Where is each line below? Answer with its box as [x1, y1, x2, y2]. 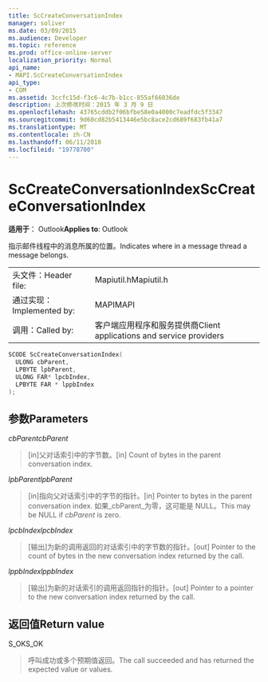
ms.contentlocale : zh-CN [8, 130, 91, 138]
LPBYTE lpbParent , [15, 365, 77, 374]
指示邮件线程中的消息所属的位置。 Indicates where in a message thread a [8, 241, 247, 251]
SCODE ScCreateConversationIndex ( [8, 351, 124, 359]
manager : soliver [8, 19, 66, 27]
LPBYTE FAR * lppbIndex [15, 381, 94, 389]
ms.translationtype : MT [8, 123, 88, 131]
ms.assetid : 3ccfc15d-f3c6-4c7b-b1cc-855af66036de [8, 94, 180, 102]
